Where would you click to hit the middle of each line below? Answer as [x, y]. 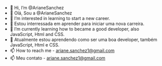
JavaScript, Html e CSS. [35, 45]
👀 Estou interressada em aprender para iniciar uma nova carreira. [77, 23]
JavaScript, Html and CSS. [37, 34]
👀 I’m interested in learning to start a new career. [60, 18]
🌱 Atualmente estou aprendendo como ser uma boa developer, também [83, 39]
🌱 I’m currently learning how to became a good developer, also [74, 29]
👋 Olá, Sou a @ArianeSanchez [41, 13]
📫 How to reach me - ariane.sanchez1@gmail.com [62, 50]
